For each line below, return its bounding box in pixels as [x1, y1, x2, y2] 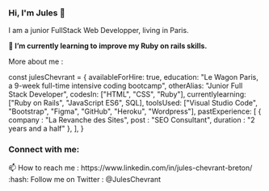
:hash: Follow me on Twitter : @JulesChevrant [8, 174, 162, 184]
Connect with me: [8, 144, 80, 156]
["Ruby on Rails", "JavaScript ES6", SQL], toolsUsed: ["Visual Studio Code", [8, 98, 258, 108]
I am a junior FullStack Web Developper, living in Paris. [8, 26, 189, 35]
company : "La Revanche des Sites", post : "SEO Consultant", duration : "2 [8, 115, 255, 125]
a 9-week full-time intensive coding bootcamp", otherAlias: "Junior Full [8, 81, 243, 91]
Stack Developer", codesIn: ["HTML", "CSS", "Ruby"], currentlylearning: [8, 89, 246, 99]
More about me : [8, 56, 64, 67]
